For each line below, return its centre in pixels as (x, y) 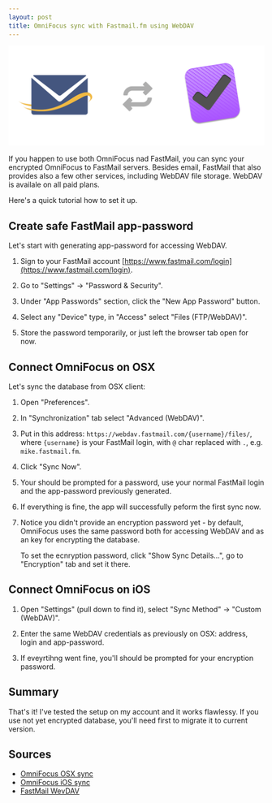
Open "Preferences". (55, 402)
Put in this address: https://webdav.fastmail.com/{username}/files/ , (136, 434)
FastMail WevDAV (50, 791)
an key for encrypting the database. (80, 539)
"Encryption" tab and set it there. (75, 563)
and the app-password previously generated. (96, 490)
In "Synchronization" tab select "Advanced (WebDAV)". (112, 417)
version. (22, 729)
